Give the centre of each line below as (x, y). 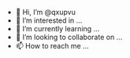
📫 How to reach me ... (52, 46)
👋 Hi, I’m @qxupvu (46, 12)
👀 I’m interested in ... (49, 20)
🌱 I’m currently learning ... (58, 29)
